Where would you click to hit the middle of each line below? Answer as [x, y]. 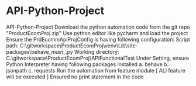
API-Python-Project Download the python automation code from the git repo [98, 27]
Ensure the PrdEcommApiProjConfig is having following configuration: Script [98, 39]
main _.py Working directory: [85, 51]
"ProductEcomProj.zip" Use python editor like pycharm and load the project [97, 33]
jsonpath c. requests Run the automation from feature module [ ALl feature [96, 70]
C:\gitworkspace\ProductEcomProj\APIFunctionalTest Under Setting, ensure [98, 58]
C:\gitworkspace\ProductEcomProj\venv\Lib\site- [79, 46]
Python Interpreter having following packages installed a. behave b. [87, 64]
